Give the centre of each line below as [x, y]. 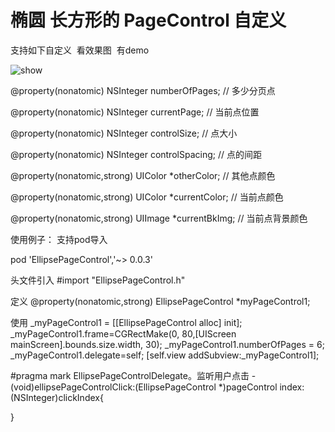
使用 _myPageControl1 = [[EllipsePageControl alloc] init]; [126, 322]
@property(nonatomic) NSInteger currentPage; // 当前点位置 [135, 112]
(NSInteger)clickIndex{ [57, 397]
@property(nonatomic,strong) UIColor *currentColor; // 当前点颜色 [147, 197]
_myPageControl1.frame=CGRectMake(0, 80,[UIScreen [123, 333]
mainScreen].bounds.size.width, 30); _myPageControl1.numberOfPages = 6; [167, 344]
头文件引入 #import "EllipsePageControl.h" [98, 280]
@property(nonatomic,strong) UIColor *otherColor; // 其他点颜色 [143, 175]
